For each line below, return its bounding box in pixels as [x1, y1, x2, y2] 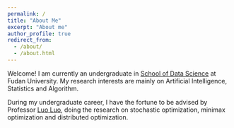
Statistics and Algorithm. [7, 84, 79, 93]
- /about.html [13, 50, 55, 57]
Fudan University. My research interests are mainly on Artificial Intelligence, [7, 76, 228, 85]
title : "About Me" [7, 17, 62, 24]
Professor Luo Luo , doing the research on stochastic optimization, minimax [7, 105, 226, 114]
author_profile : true [7, 30, 71, 37]
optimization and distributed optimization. [7, 112, 129, 121]
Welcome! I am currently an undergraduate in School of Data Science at [7, 69, 216, 78]
